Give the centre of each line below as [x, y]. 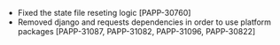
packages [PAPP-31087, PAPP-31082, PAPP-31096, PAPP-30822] [136, 31]
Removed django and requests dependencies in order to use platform [144, 22]
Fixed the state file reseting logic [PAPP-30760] [104, 13]
